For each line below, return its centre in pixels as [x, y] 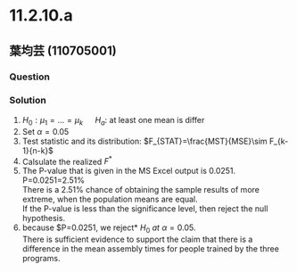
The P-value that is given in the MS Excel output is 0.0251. [129, 171]
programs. [41, 259]
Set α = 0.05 [45, 131]
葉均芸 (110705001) [63, 50]
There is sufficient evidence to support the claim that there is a [137, 239]
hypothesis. [43, 218]
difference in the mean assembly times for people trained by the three [150, 249]
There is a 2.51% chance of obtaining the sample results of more [141, 190]
